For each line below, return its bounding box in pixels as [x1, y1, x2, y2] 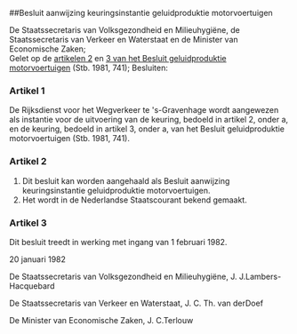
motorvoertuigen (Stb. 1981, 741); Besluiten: [9, 62, 169, 73]
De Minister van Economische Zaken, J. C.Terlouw [9, 314, 194, 325]
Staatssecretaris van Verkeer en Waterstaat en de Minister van [9, 35, 238, 44]
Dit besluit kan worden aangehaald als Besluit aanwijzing [21, 175, 230, 186]
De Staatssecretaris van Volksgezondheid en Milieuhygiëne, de [9, 25, 240, 35]
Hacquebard [9, 280, 55, 291]
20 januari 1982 [9, 253, 67, 265]
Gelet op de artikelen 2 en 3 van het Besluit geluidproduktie [9, 53, 227, 63]
